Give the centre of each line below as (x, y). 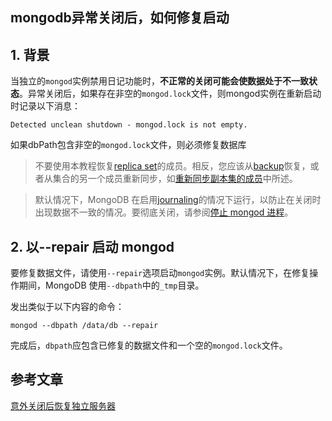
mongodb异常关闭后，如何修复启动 (120, 18)
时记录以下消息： (45, 106)
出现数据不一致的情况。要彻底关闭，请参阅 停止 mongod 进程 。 (164, 212)
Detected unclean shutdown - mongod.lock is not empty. (129, 125)
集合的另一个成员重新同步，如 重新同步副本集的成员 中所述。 (175, 179)
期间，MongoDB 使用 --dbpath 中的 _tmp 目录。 (111, 285)
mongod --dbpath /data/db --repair (84, 326)
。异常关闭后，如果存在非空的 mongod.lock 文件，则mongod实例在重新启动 (170, 94)
